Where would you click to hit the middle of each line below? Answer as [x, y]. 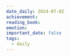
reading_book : [24, 22]
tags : [13, 38]
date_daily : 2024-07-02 [35, 11]
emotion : [17, 28]
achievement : [22, 17]
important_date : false [34, 33]
